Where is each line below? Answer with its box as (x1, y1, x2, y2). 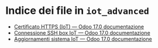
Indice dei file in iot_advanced (5, 4, 150, 17)
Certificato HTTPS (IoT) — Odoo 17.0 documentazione (13, 23, 145, 30)
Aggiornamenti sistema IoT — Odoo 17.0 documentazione (13, 35, 153, 42)
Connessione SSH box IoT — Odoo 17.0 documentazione (13, 29, 150, 36)
